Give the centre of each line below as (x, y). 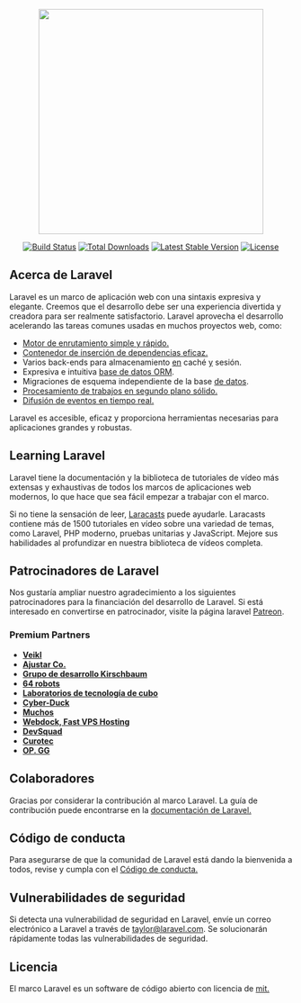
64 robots (41, 683)
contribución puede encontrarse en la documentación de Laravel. (130, 809)
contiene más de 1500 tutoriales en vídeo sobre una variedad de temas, (142, 523)
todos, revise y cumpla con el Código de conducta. (104, 870)
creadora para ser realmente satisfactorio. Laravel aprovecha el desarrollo (146, 316)
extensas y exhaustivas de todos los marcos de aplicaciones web (130, 487)
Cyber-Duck (46, 702)
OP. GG (36, 750)
